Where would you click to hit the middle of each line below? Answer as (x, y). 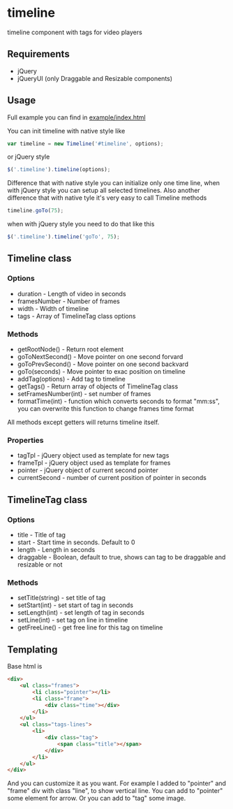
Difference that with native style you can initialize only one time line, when (114, 183)
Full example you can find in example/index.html (76, 117)
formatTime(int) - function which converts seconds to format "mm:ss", (118, 401)
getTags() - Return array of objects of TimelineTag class (98, 386)
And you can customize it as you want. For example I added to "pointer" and (117, 783)
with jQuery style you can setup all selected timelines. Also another (104, 191)
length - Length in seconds (56, 550)
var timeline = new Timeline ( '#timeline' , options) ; (85, 144)
